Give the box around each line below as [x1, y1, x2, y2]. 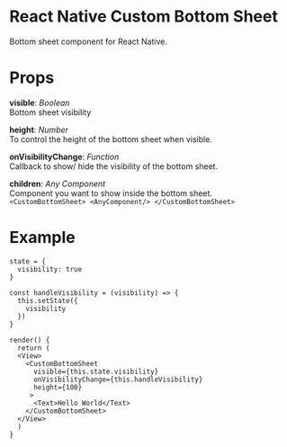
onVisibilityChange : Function [9, 151, 120, 162]
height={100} [32, 382, 83, 392]
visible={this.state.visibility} [32, 367, 159, 376]
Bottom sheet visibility [9, 106, 92, 118]
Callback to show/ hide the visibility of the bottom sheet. [9, 160, 219, 172]
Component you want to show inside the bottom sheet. [9, 187, 213, 199]
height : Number [9, 124, 69, 135]
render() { [9, 335, 50, 344]
